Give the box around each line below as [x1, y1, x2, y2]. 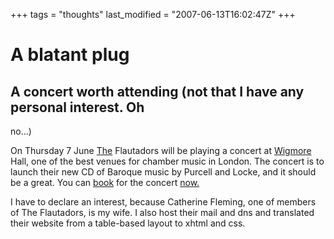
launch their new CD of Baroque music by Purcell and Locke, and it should [10, 166, 317, 178]
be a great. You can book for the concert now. [10, 177, 200, 188]
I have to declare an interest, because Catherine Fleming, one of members [10, 196, 317, 208]
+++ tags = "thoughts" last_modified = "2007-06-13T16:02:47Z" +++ [10, 9, 296, 20]
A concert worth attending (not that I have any [10, 83, 305, 100]
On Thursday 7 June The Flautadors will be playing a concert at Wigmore [10, 145, 312, 156]
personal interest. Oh [10, 99, 145, 116]
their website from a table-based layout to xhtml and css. [10, 217, 246, 229]
